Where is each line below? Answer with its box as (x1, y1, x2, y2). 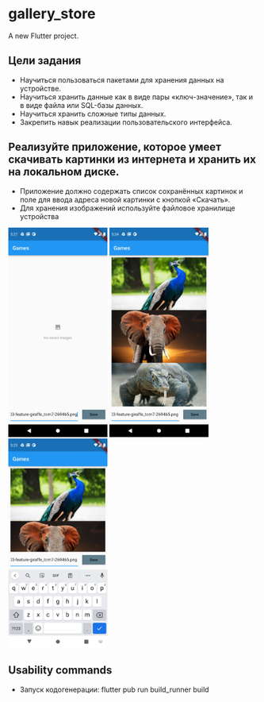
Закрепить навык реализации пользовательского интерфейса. (19, 117, 232, 127)
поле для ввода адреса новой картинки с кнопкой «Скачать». (19, 195, 231, 204)
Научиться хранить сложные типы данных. (19, 109, 166, 118)
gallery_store (8, 5, 96, 23)
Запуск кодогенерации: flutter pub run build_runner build (19, 685, 209, 694)
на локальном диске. (8, 165, 120, 179)
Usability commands (8, 664, 113, 677)
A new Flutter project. (8, 31, 79, 40)
